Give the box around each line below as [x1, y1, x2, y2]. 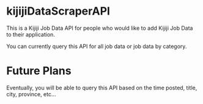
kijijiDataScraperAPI [6, 4, 110, 18]
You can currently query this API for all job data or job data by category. [6, 43, 187, 50]
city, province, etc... [6, 90, 56, 98]
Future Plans [6, 64, 72, 78]
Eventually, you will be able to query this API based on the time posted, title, [6, 84, 197, 91]
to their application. [6, 30, 55, 38]
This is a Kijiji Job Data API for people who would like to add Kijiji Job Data [6, 24, 193, 32]
